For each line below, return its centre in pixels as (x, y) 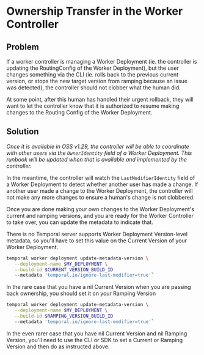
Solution (23, 132)
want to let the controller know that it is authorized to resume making (93, 106)
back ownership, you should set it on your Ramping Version (81, 293)
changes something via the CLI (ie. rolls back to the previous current (93, 74)
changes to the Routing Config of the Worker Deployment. (79, 112)
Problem (23, 47)
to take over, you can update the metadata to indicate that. (80, 222)
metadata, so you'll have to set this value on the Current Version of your (97, 241)
